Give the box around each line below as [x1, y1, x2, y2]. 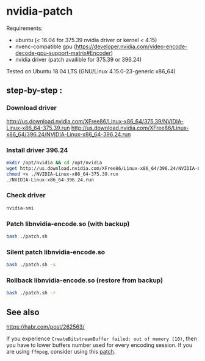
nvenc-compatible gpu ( [15, 43, 76, 50]
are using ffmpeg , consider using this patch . [6, 348, 116, 355]
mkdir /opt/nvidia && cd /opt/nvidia [6, 159, 103, 166]
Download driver [6, 104, 57, 112]
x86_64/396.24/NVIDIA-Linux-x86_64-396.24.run [6, 130, 131, 138]
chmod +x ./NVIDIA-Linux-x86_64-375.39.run [6, 171, 119, 177]
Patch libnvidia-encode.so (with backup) [6, 219, 130, 228]
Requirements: [6, 24, 43, 32]
